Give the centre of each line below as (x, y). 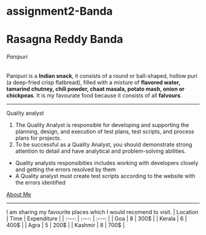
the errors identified (40, 182)
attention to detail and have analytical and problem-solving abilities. (101, 151)
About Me (19, 194)
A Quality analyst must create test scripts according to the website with (105, 175)
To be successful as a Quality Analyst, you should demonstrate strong (104, 144)
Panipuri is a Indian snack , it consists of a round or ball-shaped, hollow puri (102, 75)
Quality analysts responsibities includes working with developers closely (107, 163)
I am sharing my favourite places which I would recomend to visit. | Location (102, 212)
